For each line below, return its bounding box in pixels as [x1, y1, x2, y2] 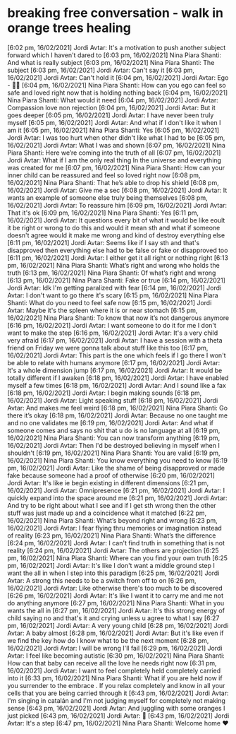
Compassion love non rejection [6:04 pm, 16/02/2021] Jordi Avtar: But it [7, 103, 216, 112]
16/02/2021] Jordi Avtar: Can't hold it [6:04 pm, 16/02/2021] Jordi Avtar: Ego [7, 73, 229, 82]
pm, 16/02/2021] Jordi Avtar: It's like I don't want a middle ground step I [7, 561, 215, 569]
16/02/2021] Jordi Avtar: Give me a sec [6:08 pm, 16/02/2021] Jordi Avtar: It [7, 186, 228, 194]
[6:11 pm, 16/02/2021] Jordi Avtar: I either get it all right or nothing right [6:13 [7, 253, 229, 262]
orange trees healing [7, 20, 132, 36]
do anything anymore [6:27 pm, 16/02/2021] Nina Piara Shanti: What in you [7, 598, 224, 607]
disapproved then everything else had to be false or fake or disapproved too [7, 246, 228, 254]
